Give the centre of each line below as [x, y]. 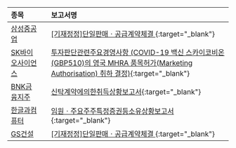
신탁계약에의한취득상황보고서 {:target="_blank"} [126, 92]
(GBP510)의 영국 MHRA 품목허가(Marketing [122, 63]
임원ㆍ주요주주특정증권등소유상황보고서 [112, 111]
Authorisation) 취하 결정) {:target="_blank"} [120, 73]
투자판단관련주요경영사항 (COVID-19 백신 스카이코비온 [138, 52]
